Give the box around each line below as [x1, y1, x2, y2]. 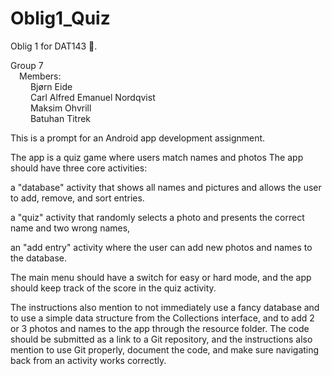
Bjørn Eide [29, 80, 73, 92]
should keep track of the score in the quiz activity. [10, 282, 217, 294]
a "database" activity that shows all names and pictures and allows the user [10, 181, 322, 193]
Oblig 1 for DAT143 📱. [10, 40, 98, 52]
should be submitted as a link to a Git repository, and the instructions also [10, 333, 313, 345]
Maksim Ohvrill [29, 102, 92, 114]
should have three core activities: [10, 162, 148, 174]
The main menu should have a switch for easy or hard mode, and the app [10, 271, 312, 283]
